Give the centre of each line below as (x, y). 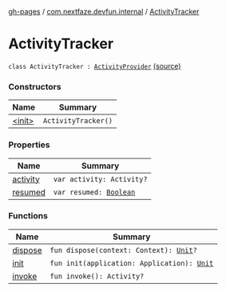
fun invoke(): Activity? (97, 276)
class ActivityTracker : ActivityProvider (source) (95, 66)
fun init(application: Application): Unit (132, 263)
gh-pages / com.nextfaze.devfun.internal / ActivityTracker (104, 12)
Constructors (35, 86)
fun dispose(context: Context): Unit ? (123, 250)
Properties (29, 145)
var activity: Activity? (100, 179)
